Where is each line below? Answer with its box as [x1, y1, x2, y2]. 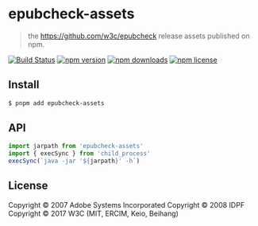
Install [8, 78, 40, 92]
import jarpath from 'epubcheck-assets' [8, 142, 144, 150]
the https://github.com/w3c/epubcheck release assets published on [27, 31, 250, 41]
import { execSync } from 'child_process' [8, 150, 151, 158]
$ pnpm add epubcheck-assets [8, 99, 105, 107]
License [8, 179, 48, 193]
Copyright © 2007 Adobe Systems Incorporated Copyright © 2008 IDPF [8, 200, 245, 209]
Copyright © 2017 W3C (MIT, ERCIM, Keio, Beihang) [8, 208, 179, 218]
